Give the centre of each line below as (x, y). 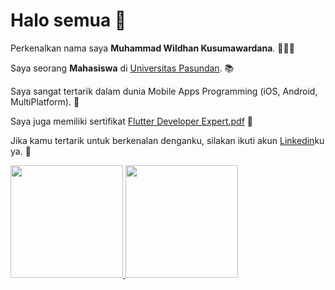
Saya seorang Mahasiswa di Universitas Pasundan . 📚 (122, 68)
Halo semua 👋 (68, 20)
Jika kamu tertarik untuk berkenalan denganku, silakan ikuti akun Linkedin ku (167, 140)
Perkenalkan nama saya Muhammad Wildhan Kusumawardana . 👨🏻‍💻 (152, 48)
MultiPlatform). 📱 (45, 101)
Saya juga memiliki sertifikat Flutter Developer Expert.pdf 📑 (131, 121)
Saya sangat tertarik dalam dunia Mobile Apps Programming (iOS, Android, (164, 91)
